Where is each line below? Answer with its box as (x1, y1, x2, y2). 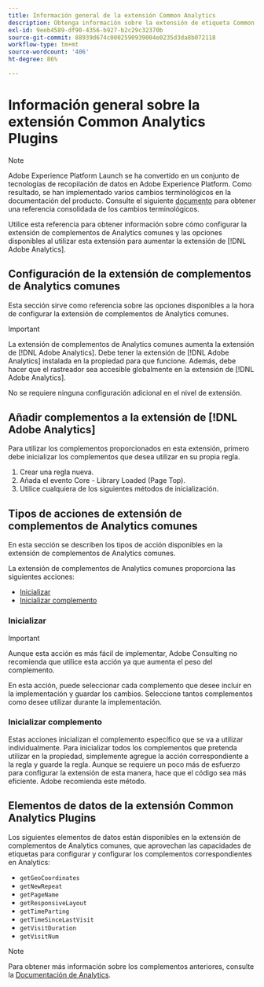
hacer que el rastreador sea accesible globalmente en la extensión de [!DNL (8, 364, 255, 374)
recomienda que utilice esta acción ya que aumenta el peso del (8, 657, 213, 666)
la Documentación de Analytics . (8, 970, 112, 979)
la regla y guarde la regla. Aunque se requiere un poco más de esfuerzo (8, 760, 241, 769)
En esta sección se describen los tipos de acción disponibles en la (8, 540, 223, 550)
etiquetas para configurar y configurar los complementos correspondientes (8, 849, 253, 858)
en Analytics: (8, 857, 51, 867)
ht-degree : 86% (8, 56, 58, 64)
